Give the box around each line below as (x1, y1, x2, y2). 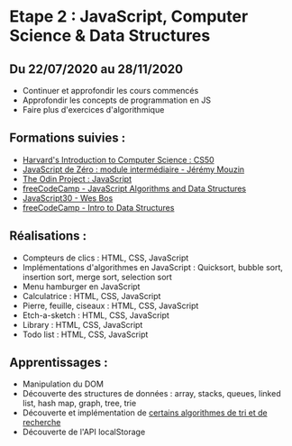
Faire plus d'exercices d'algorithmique (22, 105, 165, 114)
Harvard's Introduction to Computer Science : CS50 (22, 154, 214, 165)
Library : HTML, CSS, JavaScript (22, 319, 143, 330)
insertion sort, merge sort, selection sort (22, 271, 173, 282)
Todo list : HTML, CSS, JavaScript (22, 329, 149, 340)
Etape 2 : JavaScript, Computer (9, 6, 249, 27)
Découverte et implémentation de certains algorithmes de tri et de (22, 407, 268, 418)
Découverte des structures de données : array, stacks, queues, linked (22, 388, 281, 399)
